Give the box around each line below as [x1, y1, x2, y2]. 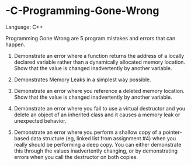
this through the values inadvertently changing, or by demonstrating [13, 147, 178, 154]
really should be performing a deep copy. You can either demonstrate [13, 141, 182, 148]
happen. [5, 41, 26, 48]
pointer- [162, 129, 182, 136]
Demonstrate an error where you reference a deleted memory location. [13, 87, 185, 94]
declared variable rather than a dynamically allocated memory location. [13, 58, 185, 65]
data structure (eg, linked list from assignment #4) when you [30, 134, 176, 141]
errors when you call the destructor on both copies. [13, 153, 138, 160]
